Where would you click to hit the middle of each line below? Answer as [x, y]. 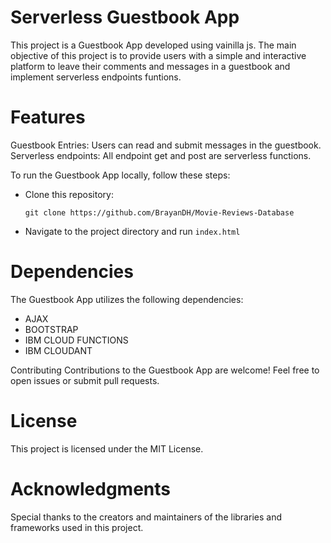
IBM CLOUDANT [58, 350]
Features [48, 117]
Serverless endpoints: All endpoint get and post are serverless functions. [161, 155]
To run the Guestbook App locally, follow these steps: [120, 175]
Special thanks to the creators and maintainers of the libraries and [146, 517]
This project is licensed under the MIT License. [107, 448]
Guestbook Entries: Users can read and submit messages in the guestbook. [166, 145]
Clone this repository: [69, 194]
